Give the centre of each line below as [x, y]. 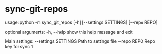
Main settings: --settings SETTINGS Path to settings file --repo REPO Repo [80, 41]
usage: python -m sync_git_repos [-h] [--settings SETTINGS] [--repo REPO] [81, 22]
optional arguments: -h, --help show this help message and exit [69, 32]
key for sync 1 [19, 46]
